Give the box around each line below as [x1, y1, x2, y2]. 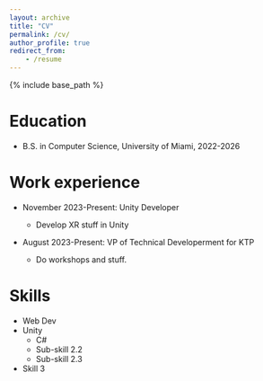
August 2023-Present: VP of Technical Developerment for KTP [22, 236, 255, 247]
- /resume [25, 55, 63, 64]
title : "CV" [9, 22, 54, 31]
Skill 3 [22, 363, 46, 374]
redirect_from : [9, 47, 66, 56]
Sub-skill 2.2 [35, 343, 83, 355]
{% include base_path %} [9, 80, 104, 90]
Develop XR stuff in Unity [35, 219, 129, 230]
